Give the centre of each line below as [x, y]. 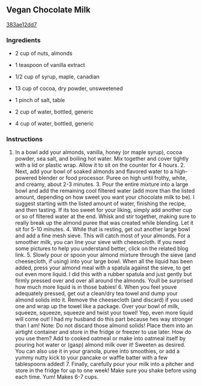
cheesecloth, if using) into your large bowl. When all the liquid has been [104, 262]
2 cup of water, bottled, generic [54, 112]
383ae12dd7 [22, 24]
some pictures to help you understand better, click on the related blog [102, 249]
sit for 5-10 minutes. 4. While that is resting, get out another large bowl [103, 230]
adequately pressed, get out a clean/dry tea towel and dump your [96, 294]
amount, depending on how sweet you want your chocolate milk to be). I [105, 197]
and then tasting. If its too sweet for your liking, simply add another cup [103, 210]
